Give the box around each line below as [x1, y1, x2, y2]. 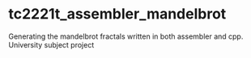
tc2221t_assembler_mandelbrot [8, 5, 227, 23]
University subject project [8, 39, 95, 49]
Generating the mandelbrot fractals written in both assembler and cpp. [8, 31, 244, 41]
